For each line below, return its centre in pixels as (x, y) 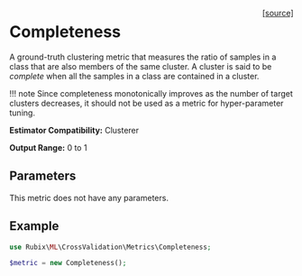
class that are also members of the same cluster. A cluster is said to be (141, 66)
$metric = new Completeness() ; (68, 263)
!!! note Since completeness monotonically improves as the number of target (151, 93)
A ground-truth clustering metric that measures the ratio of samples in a (143, 57)
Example (34, 226)
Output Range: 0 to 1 (48, 147)
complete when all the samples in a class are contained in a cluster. (134, 76)
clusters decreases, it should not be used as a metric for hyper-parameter (146, 103)
